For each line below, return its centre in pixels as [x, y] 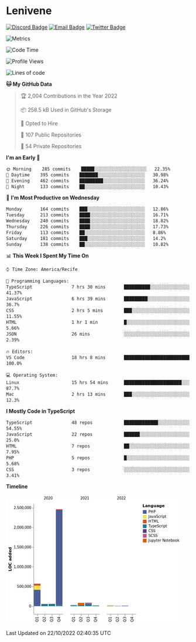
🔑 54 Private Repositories [51, 146]
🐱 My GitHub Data [29, 84]
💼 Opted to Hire [39, 123]
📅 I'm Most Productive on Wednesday [53, 198]
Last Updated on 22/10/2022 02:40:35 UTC [59, 633]
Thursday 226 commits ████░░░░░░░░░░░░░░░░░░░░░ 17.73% [87, 227]
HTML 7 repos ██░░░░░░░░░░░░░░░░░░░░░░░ [98, 446]
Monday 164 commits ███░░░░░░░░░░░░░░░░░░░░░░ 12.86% [87, 209]
